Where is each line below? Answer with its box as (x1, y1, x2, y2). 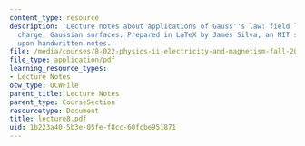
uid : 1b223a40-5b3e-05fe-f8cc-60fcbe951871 (9, 123, 177, 132)
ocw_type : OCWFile (9, 81, 79, 90)
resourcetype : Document (9, 106, 100, 115)
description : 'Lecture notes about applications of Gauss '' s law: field (9, 22, 290, 31)
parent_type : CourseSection (9, 97, 116, 107)
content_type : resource (9, 13, 100, 23)
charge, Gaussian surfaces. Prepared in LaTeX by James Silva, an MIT (17, 30, 290, 39)
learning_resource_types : (9, 64, 107, 73)
